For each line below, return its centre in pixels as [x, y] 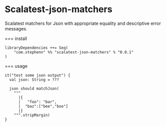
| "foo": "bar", [37, 102]
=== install [16, 38]
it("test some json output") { [38, 75]
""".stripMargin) [32, 115]
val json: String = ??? [34, 79]
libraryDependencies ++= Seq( [37, 48]
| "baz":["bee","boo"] [43, 106]
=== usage [16, 66]
